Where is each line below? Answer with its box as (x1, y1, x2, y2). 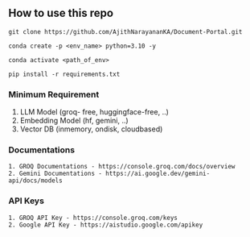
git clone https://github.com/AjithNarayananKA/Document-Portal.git (8, 27, 243, 35)
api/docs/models (8, 177, 63, 185)
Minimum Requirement (8, 89, 100, 100)
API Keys (8, 195, 44, 206)
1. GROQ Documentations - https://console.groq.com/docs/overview (8, 163, 236, 171)
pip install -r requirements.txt (8, 70, 121, 78)
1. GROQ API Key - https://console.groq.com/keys (8, 214, 178, 222)
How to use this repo (8, 6, 114, 20)
